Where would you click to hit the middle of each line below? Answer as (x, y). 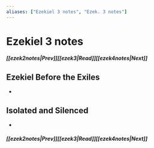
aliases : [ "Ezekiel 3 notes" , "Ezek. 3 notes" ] (67, 12)
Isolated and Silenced (47, 111)
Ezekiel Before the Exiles (53, 77)
